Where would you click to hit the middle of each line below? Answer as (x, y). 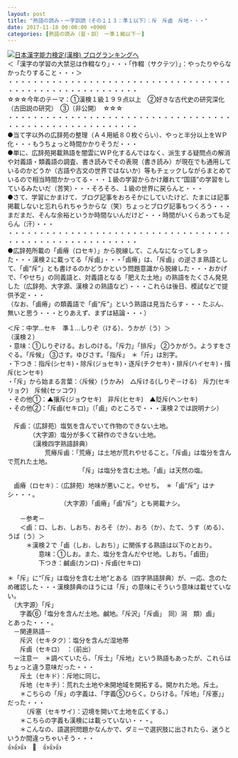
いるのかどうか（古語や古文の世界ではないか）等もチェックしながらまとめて (119, 171)
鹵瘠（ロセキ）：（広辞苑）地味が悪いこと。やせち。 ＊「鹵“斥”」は (111, 485)
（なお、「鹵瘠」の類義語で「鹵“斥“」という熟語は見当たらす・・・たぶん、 (118, 304)
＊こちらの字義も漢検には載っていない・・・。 (88, 720)
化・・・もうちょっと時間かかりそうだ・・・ (73, 144)
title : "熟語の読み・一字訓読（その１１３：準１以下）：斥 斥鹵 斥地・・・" (108, 21)
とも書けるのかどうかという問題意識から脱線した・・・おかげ (137, 268)
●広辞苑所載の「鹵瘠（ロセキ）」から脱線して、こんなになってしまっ (108, 251)
